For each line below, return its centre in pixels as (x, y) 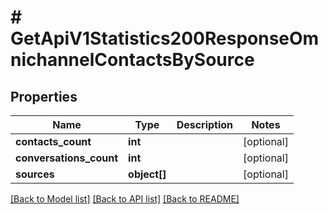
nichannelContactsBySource (132, 60)
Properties (44, 96)
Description (205, 124)
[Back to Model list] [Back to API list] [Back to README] (125, 199)
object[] (147, 174)
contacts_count (53, 141)
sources (35, 174)
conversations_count (67, 158)
